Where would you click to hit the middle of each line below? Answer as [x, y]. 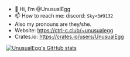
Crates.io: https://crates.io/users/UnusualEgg [69, 36]
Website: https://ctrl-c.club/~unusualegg [64, 30]
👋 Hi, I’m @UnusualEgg [42, 9]
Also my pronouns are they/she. [53, 24]
